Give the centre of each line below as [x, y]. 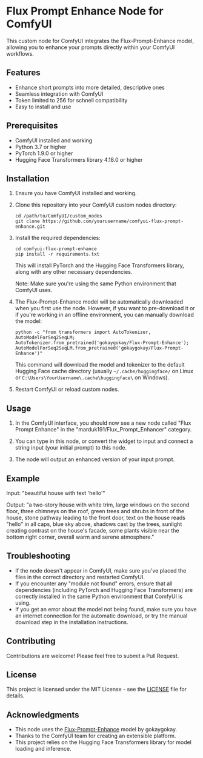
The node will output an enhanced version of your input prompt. [95, 459]
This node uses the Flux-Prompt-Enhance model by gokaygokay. [96, 730]
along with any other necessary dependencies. [74, 272]
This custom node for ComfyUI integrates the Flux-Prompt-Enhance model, [100, 41]
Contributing [31, 641]
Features [23, 73]
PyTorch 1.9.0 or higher [44, 153]
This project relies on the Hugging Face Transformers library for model [103, 742]
